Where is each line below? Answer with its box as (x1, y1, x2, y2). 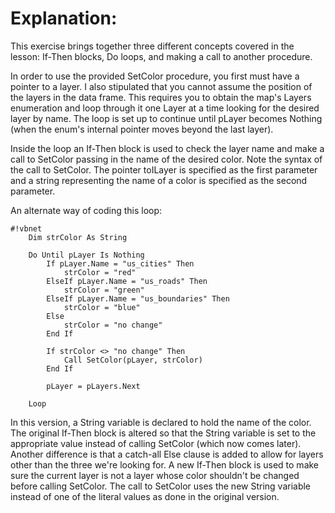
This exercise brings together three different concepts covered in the (10, 40, 295, 52)
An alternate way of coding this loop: (10, 204, 163, 216)
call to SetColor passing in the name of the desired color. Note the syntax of (10, 153, 323, 165)
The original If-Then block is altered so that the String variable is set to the (10, 427, 317, 439)
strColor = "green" (63, 285, 145, 295)
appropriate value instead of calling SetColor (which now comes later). (10, 437, 302, 449)
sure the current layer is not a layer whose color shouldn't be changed (10, 469, 300, 481)
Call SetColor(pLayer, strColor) (63, 355, 203, 365)
